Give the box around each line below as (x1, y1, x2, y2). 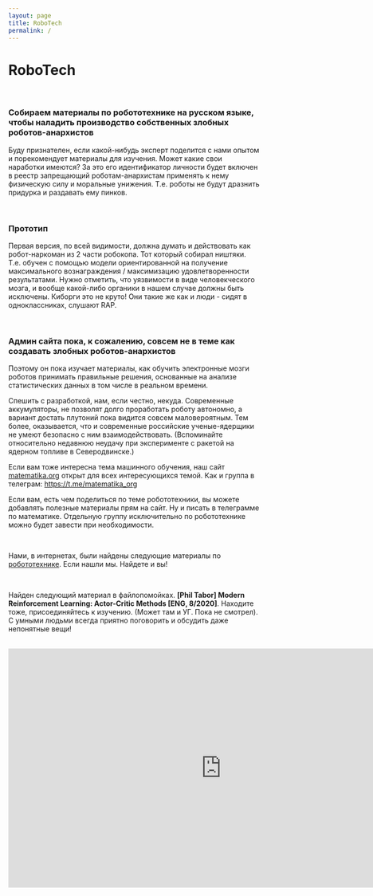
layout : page (8, 11, 52, 20)
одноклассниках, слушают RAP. (8, 300, 117, 309)
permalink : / (8, 26, 52, 34)
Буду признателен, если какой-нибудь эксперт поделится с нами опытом (8, 145, 260, 155)
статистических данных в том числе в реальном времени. (8, 380, 209, 391)
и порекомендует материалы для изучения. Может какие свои (8, 153, 223, 163)
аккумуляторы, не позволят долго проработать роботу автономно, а (8, 404, 243, 415)
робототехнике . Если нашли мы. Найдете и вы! (8, 560, 168, 569)
